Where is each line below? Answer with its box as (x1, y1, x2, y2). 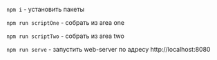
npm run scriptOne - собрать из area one (6, 19, 125, 26)
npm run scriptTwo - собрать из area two (6, 32, 125, 40)
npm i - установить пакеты (6, 6, 84, 13)
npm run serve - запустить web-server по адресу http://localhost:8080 (6, 46, 211, 53)
